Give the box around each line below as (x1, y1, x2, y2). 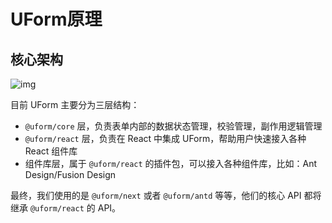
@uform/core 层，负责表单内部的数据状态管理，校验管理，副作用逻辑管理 (24, 120, 323, 132)
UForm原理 (10, 8, 103, 31)
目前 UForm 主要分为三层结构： (10, 99, 140, 110)
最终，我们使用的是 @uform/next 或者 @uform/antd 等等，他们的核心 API (10, 190, 302, 201)
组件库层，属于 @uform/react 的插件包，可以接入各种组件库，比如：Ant (24, 158, 318, 169)
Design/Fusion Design (24, 169, 117, 180)
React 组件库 (24, 145, 78, 157)
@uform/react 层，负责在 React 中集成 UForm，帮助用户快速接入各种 (24, 133, 307, 144)
